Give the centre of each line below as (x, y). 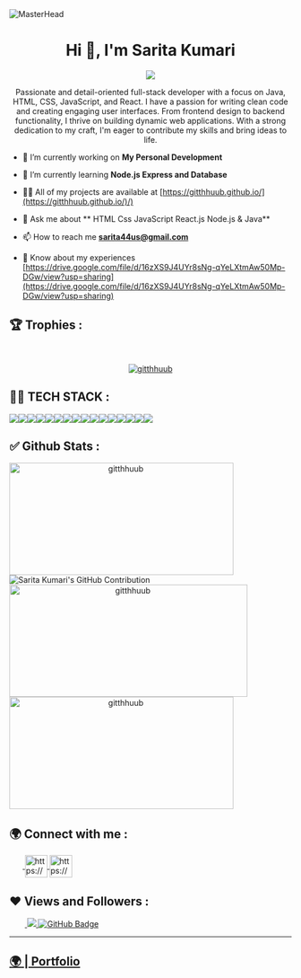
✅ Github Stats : (55, 446)
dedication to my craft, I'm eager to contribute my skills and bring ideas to (150, 130)
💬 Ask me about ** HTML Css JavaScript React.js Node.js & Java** (146, 218)
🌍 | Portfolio (45, 961)
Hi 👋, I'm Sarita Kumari (150, 51)
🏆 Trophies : (46, 326)
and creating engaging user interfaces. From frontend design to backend (150, 110)
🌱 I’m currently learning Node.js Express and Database (125, 174)
